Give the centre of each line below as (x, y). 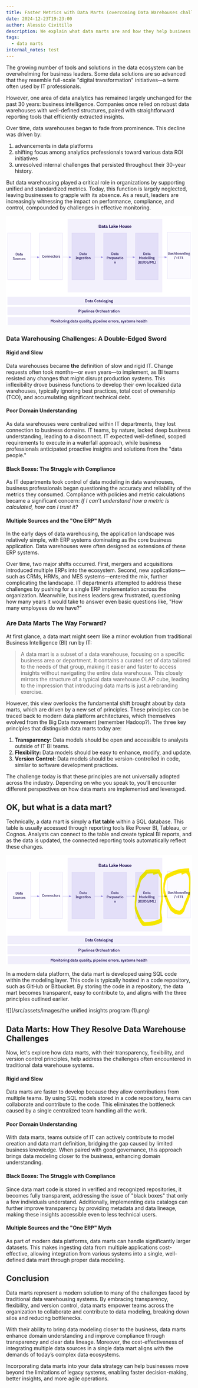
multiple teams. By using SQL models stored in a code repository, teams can (99, 1098)
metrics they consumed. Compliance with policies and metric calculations (96, 494)
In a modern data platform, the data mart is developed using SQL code (92, 974)
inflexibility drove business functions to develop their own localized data (94, 384)
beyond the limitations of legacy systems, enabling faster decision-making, (97, 1372)
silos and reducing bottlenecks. (44, 1318)
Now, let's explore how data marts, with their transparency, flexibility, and (95, 1052)
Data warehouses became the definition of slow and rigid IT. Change (90, 365)
